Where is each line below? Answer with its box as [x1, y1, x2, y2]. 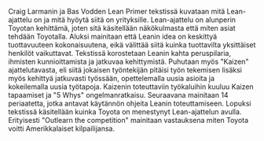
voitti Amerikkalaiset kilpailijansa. [8, 124, 115, 133]
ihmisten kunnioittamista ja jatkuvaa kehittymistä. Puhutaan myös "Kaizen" [8, 57, 249, 66]
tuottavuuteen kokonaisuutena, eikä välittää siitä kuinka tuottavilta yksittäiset [8, 40, 256, 50]
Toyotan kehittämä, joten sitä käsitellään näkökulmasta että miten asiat [8, 24, 236, 32]
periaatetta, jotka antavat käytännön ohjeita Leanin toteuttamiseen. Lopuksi [8, 98, 251, 108]
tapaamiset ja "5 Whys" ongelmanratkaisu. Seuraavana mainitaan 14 [8, 91, 229, 99]
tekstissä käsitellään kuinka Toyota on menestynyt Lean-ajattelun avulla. [8, 107, 242, 117]
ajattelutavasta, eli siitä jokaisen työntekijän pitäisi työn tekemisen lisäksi [8, 65, 242, 74]
